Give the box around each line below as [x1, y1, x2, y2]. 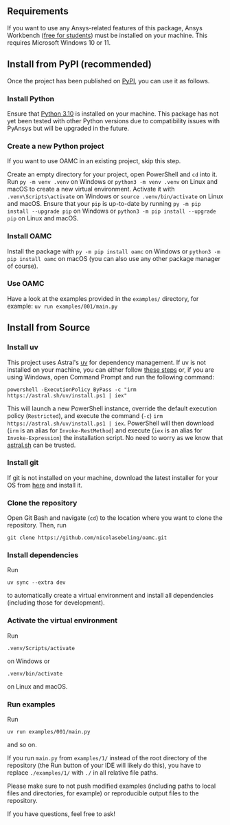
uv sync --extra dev [7, 579, 67, 586]
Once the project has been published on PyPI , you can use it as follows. [7, 76, 210, 85]
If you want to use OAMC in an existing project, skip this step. [7, 157, 181, 165]
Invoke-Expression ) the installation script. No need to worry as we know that [7, 433, 223, 441]
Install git [7, 458, 39, 468]
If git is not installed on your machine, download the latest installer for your [7, 473, 218, 481]
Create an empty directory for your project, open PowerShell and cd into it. [7, 170, 218, 178]
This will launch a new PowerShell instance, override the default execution [7, 404, 218, 412]
